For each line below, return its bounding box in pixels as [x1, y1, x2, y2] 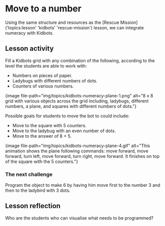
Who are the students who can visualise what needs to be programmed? [5, 215, 154, 221]
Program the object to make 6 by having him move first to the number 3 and [5, 182, 161, 188]
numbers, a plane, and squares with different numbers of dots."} [5, 103, 137, 109]
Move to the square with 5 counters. [12, 122, 87, 128]
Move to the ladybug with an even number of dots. [12, 128, 116, 134]
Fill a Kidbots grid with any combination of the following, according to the [5, 58, 155, 64]
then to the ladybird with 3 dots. [5, 187, 71, 194]
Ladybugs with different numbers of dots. [12, 77, 98, 83]
